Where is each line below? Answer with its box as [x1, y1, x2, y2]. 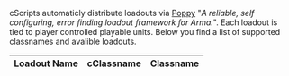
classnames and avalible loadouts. [9, 36, 137, 46]
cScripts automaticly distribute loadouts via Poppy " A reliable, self [9, 8, 255, 18]
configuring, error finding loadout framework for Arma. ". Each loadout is [9, 17, 278, 28]
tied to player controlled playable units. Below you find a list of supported [9, 27, 281, 37]
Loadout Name [14, 57, 78, 70]
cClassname [86, 57, 142, 70]
